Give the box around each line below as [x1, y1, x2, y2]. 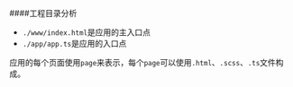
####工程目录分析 [9, 8, 78, 18]
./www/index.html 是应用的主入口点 [22, 27, 151, 38]
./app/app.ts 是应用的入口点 [22, 39, 127, 48]
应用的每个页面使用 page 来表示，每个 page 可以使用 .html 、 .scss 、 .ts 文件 [9, 57, 277, 67]
